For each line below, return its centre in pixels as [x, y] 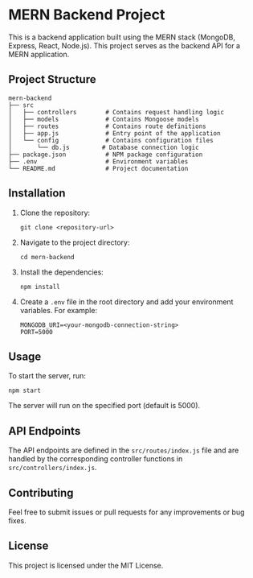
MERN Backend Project [87, 15]
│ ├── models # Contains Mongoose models [104, 119]
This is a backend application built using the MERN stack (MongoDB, [122, 37]
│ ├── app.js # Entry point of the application [114, 133]
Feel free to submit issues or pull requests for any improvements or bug [126, 512]
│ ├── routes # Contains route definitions [107, 126]
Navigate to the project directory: [75, 242]
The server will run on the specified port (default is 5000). [104, 406]
